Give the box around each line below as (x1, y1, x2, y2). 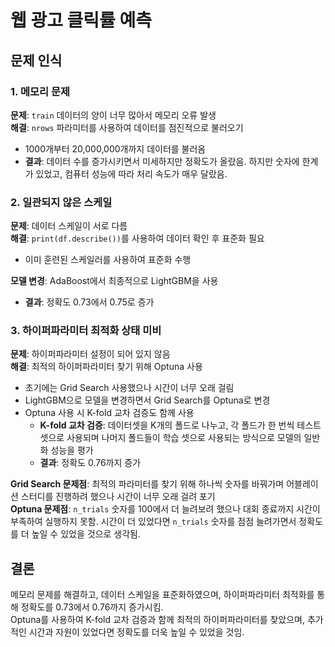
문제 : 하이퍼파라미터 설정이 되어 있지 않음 (10, 348, 171, 360)
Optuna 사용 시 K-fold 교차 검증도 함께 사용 (24, 407, 195, 419)
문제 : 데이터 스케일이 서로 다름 (10, 220, 128, 232)
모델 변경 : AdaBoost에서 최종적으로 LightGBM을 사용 (10, 275, 219, 287)
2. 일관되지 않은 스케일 (10, 195, 113, 209)
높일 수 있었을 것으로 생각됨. (31, 528, 141, 540)
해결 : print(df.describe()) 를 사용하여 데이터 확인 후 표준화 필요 (10, 232, 265, 245)
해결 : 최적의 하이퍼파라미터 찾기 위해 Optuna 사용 (10, 361, 203, 373)
